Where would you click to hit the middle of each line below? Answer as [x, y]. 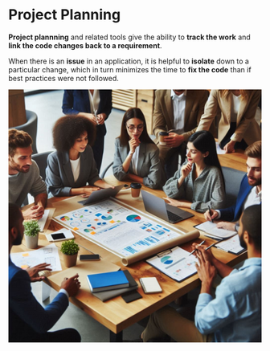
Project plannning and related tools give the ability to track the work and [129, 37]
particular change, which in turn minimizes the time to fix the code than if [130, 69]
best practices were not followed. [63, 78]
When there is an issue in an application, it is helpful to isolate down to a [129, 61]
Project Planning [65, 15]
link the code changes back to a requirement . [85, 45]
